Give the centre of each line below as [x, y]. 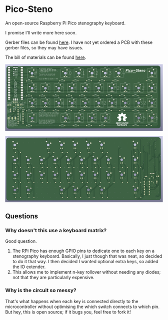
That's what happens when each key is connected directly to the [72, 301]
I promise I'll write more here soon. [41, 32]
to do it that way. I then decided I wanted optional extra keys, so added [85, 262]
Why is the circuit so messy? [41, 291]
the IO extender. [29, 267]
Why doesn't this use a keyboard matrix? [56, 230]
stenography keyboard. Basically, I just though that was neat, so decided [87, 256]
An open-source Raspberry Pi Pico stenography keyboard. [65, 23]
